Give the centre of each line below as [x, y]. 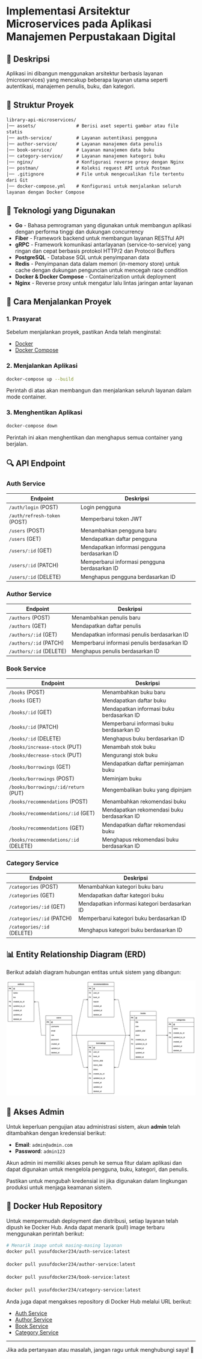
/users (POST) [27, 530]
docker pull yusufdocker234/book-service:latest [68, 1277]
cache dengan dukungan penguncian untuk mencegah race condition [101, 270]
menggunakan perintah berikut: [45, 1234]
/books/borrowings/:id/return [47, 787]
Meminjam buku [122, 778]
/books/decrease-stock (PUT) [45, 755]
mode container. [26, 397]
